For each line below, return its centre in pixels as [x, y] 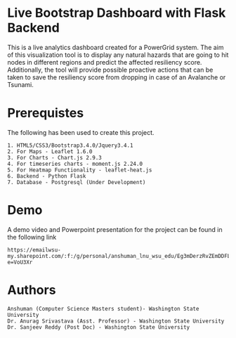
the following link [32, 237]
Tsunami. [20, 84]
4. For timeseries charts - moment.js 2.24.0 [75, 164]
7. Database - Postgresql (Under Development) [77, 182]
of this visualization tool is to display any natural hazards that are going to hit [118, 55]
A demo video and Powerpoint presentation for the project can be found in [115, 229]
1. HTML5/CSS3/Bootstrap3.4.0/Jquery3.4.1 [70, 145]
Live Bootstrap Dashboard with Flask [117, 13]
